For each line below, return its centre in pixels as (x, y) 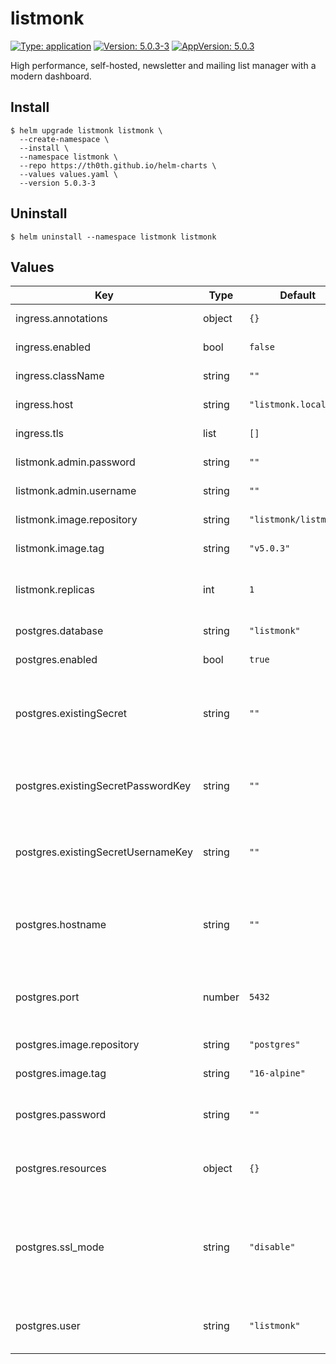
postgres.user (48, 1326)
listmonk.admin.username (76, 491)
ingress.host (44, 405)
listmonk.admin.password (75, 462)
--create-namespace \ (64, 139)
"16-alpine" (277, 1073)
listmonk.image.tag (60, 549)
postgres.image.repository (77, 1045)
